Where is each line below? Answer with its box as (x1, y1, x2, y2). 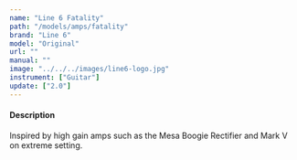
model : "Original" (9, 38, 80, 48)
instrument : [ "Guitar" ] (9, 73, 101, 82)
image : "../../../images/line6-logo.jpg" (9, 65, 170, 74)
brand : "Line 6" (9, 30, 71, 39)
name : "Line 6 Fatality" (9, 13, 104, 23)
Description (9, 110, 56, 121)
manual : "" (9, 56, 51, 65)
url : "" (9, 48, 39, 57)
